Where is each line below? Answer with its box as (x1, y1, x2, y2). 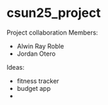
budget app (16, 84, 51, 92)
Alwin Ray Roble (16, 42, 64, 50)
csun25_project (6, 5, 101, 21)
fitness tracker (16, 76, 59, 85)
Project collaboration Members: (6, 28, 98, 37)
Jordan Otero (16, 49, 56, 58)
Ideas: (6, 63, 25, 71)
